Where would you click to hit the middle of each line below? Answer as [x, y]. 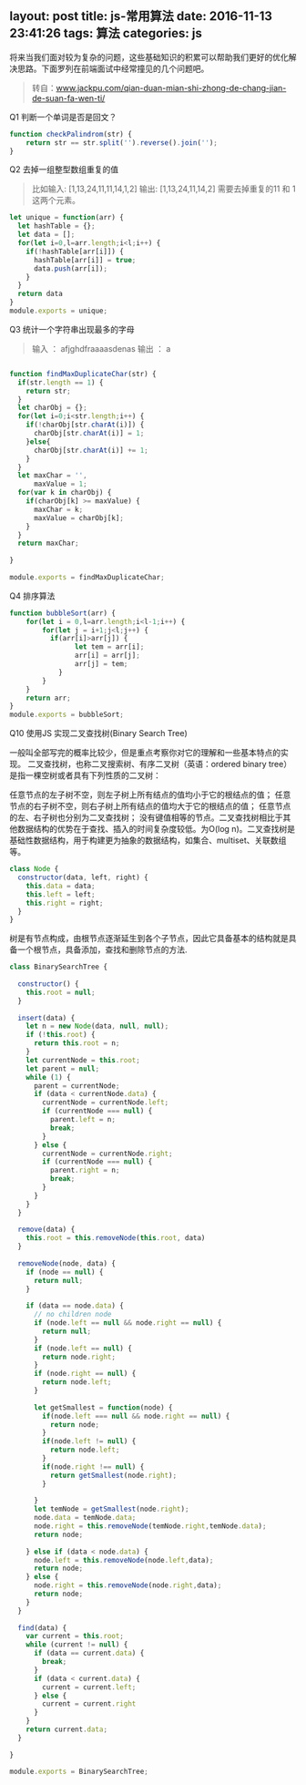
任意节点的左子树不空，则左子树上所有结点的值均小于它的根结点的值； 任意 [150, 795]
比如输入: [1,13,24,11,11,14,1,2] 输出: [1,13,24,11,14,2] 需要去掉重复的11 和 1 [163, 189]
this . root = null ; [61, 992]
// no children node [72, 1315]
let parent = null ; [63, 1069]
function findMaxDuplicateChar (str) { [83, 374]
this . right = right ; [65, 903]
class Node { [34, 869]
